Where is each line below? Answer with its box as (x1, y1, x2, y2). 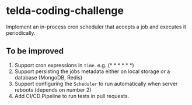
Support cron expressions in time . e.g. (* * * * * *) (14, 61, 134, 68)
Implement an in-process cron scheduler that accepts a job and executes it (6, 23, 187, 30)
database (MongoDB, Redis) (14, 74, 83, 81)
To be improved (6, 46, 64, 56)
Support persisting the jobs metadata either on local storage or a (14, 68, 170, 75)
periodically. (6, 29, 36, 36)
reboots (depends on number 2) (14, 86, 92, 93)
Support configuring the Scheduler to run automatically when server (14, 80, 178, 87)
